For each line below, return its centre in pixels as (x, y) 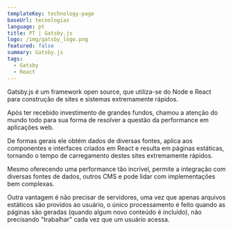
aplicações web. (31, 127)
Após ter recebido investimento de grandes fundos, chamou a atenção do (113, 113)
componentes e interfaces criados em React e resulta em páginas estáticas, (116, 148)
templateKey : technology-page (51, 14)
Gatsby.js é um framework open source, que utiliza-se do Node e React (109, 92)
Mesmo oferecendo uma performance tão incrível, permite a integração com (116, 169)
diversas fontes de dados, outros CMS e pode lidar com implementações (111, 176)
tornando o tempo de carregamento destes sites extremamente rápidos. (110, 155)
